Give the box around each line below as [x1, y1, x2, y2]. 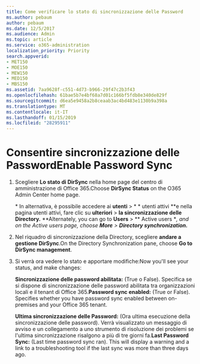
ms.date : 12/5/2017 [6, 25, 55, 32]
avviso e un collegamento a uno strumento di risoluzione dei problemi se [14, 326, 195, 333]
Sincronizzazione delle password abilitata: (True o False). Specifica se [14, 276, 192, 283]
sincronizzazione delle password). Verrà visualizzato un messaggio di [14, 319, 187, 326]
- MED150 [6, 75, 28, 81]
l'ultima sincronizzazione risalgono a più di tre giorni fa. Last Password [14, 332, 189, 339]
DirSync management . [14, 246, 72, 253]
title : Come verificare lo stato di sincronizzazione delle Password [6, 8, 184, 15]
